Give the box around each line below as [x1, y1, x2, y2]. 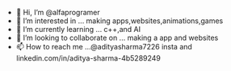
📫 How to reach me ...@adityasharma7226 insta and [15, 42, 192, 51]
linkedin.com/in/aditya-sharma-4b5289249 [15, 53, 162, 63]
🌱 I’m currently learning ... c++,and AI [15, 25, 141, 34]
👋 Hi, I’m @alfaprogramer [15, 8, 101, 17]
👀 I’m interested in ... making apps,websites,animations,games [15, 16, 224, 26]
